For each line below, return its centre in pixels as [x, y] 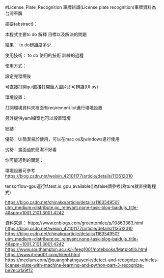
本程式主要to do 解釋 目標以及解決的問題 [46, 34]
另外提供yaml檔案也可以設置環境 [38, 118]
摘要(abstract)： [22, 24]
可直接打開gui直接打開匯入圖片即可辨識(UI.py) [52, 87]
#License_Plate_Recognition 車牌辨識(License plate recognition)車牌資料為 [81, 7]
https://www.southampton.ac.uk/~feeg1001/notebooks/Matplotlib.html [76, 249]
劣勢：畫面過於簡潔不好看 [31, 150]
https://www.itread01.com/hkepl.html [42, 255]
